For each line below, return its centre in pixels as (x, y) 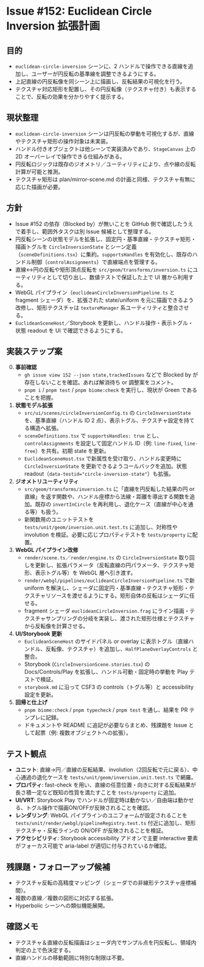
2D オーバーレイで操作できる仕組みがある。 (70, 156)
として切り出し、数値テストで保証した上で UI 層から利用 (118, 277)
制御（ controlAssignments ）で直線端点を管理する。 (96, 262)
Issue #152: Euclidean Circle (79, 11)
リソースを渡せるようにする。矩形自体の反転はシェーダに (118, 596)
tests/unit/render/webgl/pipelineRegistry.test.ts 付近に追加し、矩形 (105, 823)
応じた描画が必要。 (39, 186)
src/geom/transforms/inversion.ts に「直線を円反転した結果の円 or (109, 489)
